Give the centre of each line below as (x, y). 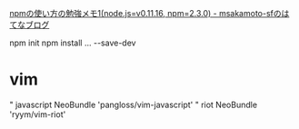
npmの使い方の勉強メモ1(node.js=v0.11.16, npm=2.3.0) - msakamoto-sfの (145, 13)
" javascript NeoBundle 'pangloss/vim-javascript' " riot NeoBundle (133, 104)
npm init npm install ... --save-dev (73, 43)
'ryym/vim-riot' (38, 114)
